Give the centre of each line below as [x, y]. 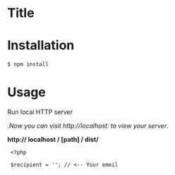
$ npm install [28, 64]
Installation [41, 46]
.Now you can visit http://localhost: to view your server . [88, 126]
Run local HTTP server [40, 112]
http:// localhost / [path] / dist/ [53, 140]
